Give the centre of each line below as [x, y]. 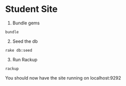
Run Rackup [25, 59]
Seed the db [25, 41]
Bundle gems [26, 23]
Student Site [31, 9]
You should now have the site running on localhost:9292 [63, 78]
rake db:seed [19, 50]
